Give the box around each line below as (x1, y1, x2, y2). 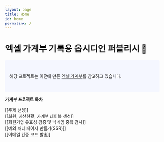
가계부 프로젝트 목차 (5, 96, 43, 103)
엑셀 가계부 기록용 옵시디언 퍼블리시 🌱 (5, 44, 147, 54)
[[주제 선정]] (5, 107, 28, 113)
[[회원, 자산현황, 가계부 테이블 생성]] (5, 113, 74, 119)
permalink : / (5, 21, 32, 26)
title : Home (5, 12, 29, 17)
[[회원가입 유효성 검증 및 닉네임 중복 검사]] (5, 119, 86, 125)
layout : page (5, 7, 32, 12)
